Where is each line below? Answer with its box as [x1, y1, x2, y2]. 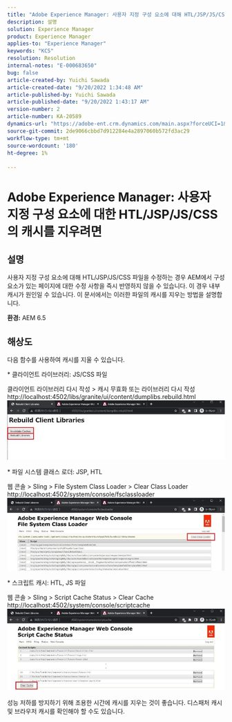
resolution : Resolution [7, 55, 76, 62]
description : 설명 [7, 18, 57, 26]
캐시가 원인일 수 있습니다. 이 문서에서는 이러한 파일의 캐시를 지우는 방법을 [7, 291, 204, 299]
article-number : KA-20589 [7, 113, 81, 120]
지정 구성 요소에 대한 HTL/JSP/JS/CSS [7, 207, 218, 222]
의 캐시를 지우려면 [7, 224, 102, 240]
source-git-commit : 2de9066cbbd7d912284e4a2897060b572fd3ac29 [7, 128, 190, 135]
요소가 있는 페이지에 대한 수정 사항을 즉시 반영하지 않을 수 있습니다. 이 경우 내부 [7, 282, 221, 290]
